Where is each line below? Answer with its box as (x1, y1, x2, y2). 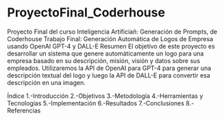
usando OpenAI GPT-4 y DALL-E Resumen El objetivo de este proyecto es (7, 42, 216, 50)
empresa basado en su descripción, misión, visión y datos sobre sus (7, 56, 201, 64)
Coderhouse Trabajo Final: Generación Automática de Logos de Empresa (7, 34, 214, 43)
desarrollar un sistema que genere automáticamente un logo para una (7, 49, 204, 58)
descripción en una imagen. (7, 78, 86, 86)
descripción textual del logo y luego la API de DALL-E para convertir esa (7, 71, 210, 80)
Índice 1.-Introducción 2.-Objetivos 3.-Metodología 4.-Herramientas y (7, 91, 203, 100)
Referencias (7, 106, 41, 115)
